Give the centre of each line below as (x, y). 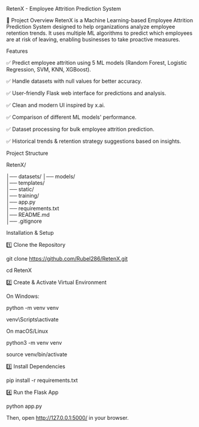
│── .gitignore (24, 221)
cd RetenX (19, 270)
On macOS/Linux (27, 331)
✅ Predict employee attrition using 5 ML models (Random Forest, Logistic (97, 63)
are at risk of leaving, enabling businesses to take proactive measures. (94, 39)
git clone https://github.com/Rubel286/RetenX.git (67, 259)
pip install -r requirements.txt (42, 380)
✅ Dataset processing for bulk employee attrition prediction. (80, 129)
